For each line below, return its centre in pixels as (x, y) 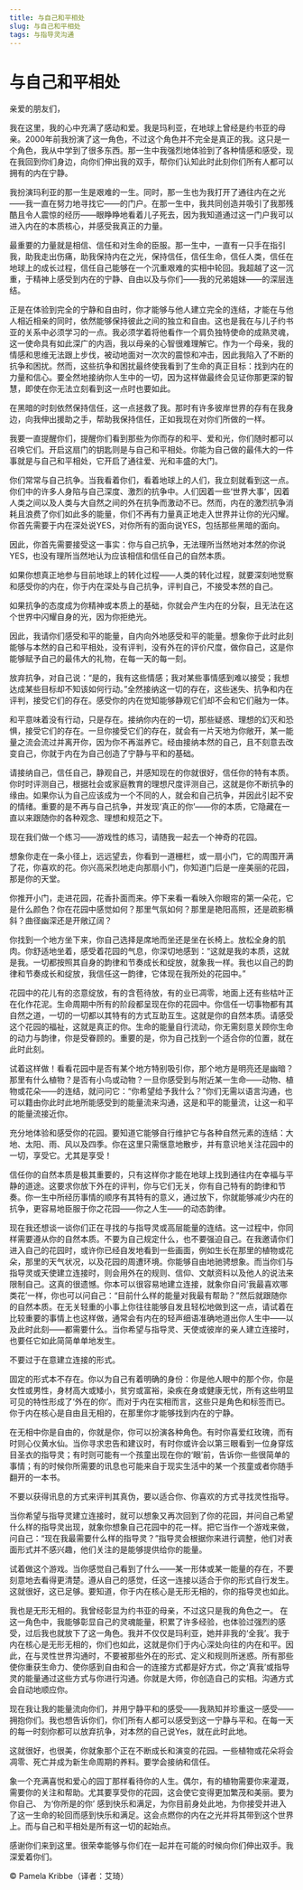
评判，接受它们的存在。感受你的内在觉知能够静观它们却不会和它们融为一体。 (151, 700)
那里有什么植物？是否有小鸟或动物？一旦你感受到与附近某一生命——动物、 (147, 1080)
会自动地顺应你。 (41, 1689)
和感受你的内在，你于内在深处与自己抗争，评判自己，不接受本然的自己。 (143, 586)
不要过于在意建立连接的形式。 (64, 1360)
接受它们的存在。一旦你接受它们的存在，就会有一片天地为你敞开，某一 (155, 731)
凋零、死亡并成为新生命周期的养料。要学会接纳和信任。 (112, 1762)
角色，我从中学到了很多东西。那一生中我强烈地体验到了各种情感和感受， (151, 151)
